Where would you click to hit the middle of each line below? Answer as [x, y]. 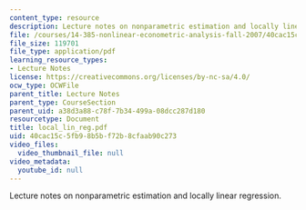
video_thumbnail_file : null [71, 153]
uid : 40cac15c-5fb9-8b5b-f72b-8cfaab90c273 [93, 136]
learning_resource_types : [58, 60]
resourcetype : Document [55, 119]
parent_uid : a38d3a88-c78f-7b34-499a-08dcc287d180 [107, 111]
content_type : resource [55, 18]
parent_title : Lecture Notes [65, 94]
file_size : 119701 [44, 43]
